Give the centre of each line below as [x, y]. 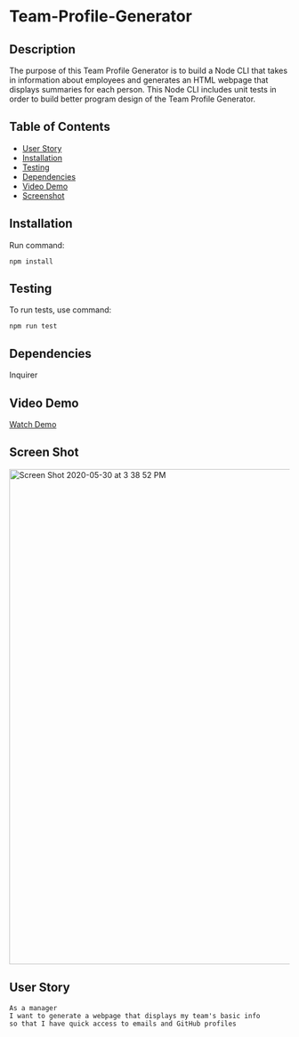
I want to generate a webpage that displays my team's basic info [135, 1016]
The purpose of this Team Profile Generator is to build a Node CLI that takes [148, 70]
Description [42, 49]
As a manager [33, 1008]
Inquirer [24, 375]
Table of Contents [60, 127]
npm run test [33, 327]
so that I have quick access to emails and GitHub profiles [123, 1024]
